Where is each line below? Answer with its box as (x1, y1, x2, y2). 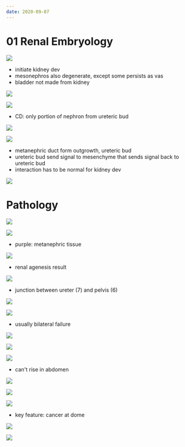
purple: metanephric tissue (14, 241, 82, 248)
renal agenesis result (14, 263, 67, 271)
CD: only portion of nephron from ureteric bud (14, 112, 129, 120)
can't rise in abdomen (14, 365, 69, 373)
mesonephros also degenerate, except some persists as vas (14, 72, 163, 79)
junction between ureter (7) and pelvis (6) (14, 286, 118, 293)
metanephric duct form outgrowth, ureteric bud (14, 146, 132, 154)
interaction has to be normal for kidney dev (14, 166, 122, 173)
